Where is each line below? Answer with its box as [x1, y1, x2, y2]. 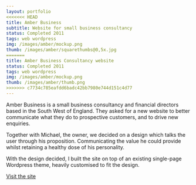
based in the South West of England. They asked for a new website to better [6, 107, 190, 115]
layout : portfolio [6, 8, 51, 15]
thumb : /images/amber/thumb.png [6, 80, 85, 86]
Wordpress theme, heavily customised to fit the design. [6, 161, 140, 168]
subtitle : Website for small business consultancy [6, 25, 133, 31]
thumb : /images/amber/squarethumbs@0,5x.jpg [6, 47, 117, 53]
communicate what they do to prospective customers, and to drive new [6, 113, 179, 120]
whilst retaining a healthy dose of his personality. [6, 143, 125, 150]
